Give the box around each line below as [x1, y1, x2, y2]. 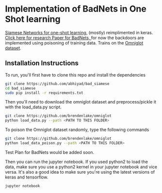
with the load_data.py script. [5, 104, 62, 110]
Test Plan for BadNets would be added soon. [5, 149, 95, 155]
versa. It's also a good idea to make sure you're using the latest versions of [5, 169, 155, 175]
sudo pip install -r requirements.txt [5, 90, 83, 95]
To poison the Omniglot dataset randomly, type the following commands [5, 127, 149, 133]
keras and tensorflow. [5, 174, 49, 180]
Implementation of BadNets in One [5, 3, 146, 15]
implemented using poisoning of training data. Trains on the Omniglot [5, 40, 144, 45]
